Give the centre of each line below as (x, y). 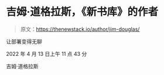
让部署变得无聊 (24, 41)
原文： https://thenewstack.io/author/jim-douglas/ (80, 29)
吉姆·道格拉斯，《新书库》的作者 (82, 12)
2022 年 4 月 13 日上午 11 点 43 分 (47, 53)
